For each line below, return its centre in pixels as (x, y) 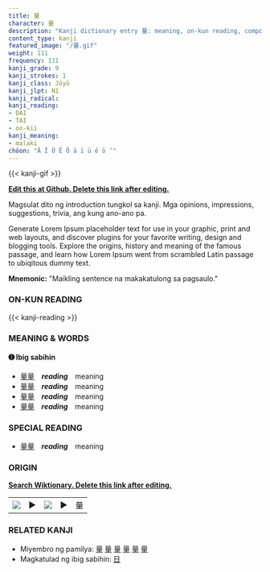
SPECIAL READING (45, 428)
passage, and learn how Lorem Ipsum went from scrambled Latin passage (131, 255)
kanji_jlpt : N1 (34, 91)
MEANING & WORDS (49, 338)
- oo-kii (23, 128)
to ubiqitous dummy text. (49, 263)
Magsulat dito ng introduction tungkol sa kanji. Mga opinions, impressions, (131, 205)
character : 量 (31, 23)
